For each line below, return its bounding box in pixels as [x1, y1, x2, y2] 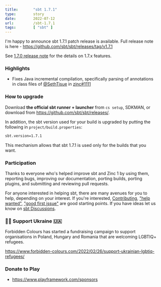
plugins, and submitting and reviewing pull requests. [5, 180, 109, 187]
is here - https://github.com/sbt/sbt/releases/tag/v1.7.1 [5, 44, 113, 49]
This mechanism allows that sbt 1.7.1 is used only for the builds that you [5, 142, 146, 148]
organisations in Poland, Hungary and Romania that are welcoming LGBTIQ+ [5, 234, 157, 240]
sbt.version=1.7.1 [5, 133, 42, 138]
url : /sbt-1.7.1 [5, 20, 55, 26]
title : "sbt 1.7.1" [5, 7, 57, 12]
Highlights [5, 65, 30, 72]
